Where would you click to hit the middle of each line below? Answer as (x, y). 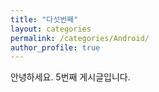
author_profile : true (55, 47)
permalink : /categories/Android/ (80, 38)
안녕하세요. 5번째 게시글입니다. (70, 77)
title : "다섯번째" (44, 19)
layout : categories (51, 29)
